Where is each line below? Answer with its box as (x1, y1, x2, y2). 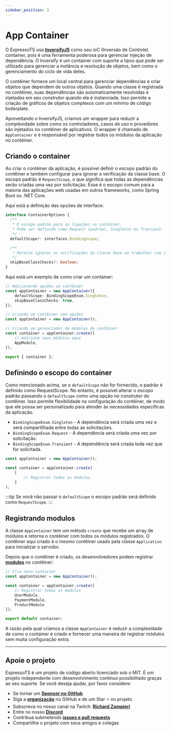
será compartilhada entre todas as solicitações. (12, 424, 113, 431)
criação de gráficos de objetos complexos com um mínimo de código (5, 100, 152, 106)
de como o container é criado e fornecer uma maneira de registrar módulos (5, 631, 165, 637)
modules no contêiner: (5, 559, 54, 566)
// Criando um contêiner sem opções (5, 312, 83, 317)
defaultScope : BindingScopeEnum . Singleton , (14, 293, 109, 298)
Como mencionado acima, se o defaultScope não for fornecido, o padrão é (5, 382, 163, 388)
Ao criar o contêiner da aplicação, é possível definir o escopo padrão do (5, 165, 158, 171)
